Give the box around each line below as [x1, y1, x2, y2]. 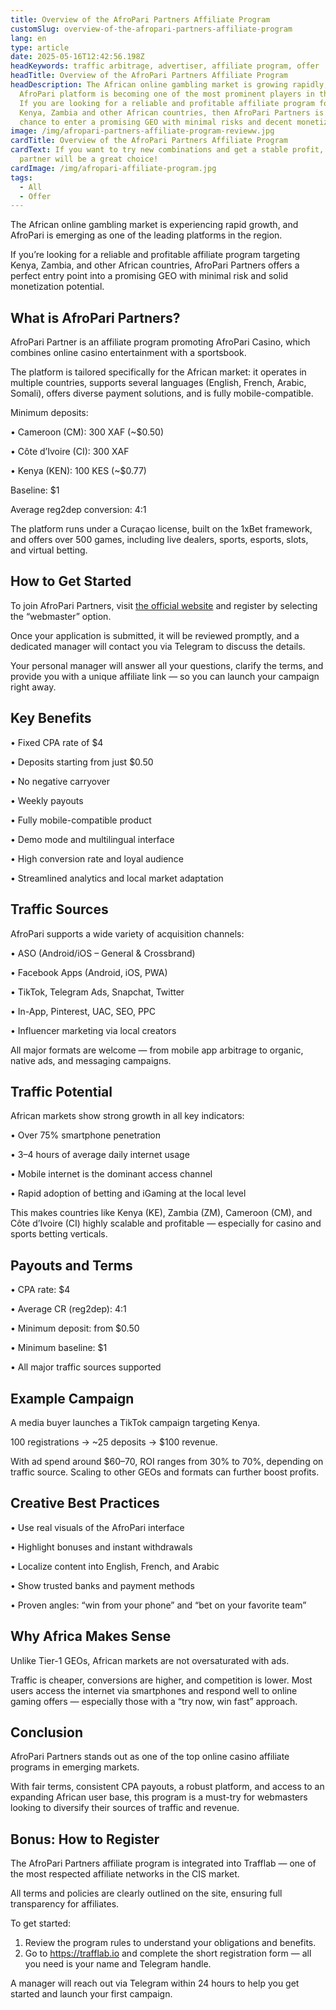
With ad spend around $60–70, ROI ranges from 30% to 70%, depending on [10, 1455, 324, 1467]
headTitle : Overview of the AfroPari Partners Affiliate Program [10, 71, 288, 81]
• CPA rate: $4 [10, 1284, 71, 1296]
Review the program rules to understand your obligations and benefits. [24, 1937, 317, 1949]
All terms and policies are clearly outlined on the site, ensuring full [10, 1887, 283, 1900]
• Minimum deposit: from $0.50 [10, 1322, 140, 1335]
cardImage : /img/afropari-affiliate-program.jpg [10, 163, 217, 173]
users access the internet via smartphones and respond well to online [10, 1684, 298, 1696]
